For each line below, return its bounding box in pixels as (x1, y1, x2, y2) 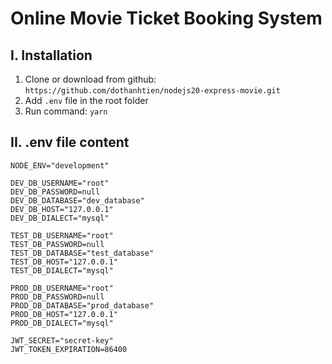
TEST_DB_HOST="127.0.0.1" (10, 257, 118, 267)
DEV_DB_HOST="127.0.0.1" (10, 204, 114, 214)
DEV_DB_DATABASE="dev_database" (10, 195, 145, 206)
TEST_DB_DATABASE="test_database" (10, 248, 155, 258)
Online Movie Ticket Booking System (10, 7, 323, 30)
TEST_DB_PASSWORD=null (10, 239, 105, 249)
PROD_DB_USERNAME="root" (10, 283, 114, 293)
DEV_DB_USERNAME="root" (10, 178, 110, 188)
